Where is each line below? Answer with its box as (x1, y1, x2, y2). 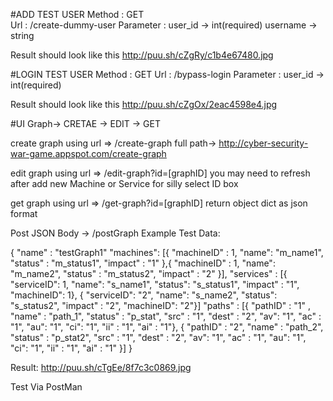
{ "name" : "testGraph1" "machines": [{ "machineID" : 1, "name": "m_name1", (10, 247, 324, 258)
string (10, 30, 35, 41)
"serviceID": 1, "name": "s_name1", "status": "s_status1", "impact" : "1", (10, 279, 300, 290)
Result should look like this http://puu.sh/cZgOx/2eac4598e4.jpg (10, 99, 278, 110)
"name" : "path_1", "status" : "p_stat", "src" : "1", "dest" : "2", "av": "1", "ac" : (10, 310, 322, 322)
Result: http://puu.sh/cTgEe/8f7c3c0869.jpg (10, 362, 192, 373)
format (10, 208, 38, 219)
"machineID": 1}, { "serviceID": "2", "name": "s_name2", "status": (10, 289, 278, 301)
